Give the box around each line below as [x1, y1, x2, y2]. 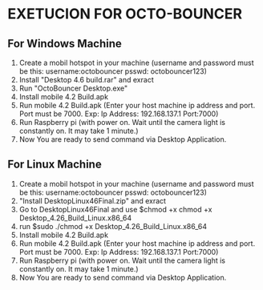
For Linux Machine [7, 158, 102, 171]
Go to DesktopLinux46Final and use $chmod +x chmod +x [18, 204, 212, 214]
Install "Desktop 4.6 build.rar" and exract [18, 75, 154, 84]
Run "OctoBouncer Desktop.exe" [18, 83, 128, 93]
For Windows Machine [7, 37, 122, 50]
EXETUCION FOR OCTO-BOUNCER [7, 5, 242, 23]
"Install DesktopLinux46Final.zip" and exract [18, 195, 166, 205]
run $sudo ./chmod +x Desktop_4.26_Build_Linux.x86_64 [18, 221, 208, 231]
